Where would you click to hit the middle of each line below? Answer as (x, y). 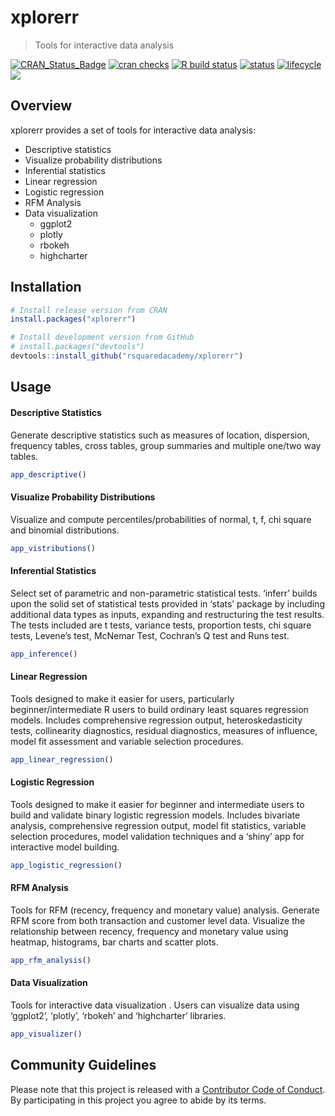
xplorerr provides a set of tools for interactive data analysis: (133, 130)
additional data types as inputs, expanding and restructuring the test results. (167, 614)
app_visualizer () (46, 1034)
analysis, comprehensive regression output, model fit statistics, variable (158, 825)
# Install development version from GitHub (102, 337)
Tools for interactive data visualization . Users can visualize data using (155, 1005)
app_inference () (44, 654)
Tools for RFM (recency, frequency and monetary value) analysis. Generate (165, 910)
